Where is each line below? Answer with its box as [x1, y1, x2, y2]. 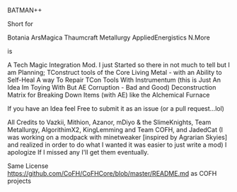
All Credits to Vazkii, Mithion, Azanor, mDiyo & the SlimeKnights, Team [7, 118, 212, 126]
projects [7, 176, 32, 185]
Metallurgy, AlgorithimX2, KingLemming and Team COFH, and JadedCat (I [7, 126, 224, 133]
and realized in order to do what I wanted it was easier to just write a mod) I [7, 140, 227, 149]
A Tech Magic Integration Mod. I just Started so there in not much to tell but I [7, 61, 230, 69]
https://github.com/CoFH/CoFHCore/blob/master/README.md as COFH [7, 169, 217, 177]
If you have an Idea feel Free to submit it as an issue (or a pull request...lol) [7, 104, 225, 112]
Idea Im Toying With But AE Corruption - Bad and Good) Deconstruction [7, 83, 216, 91]
